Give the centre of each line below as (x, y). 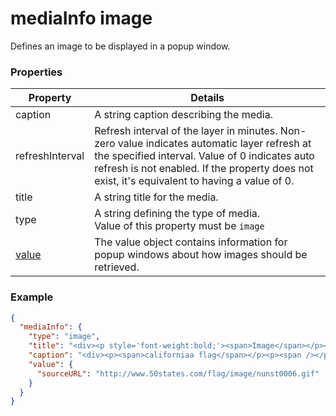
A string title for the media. (156, 197)
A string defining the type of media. (177, 214)
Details (207, 98)
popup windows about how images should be (201, 255)
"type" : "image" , (64, 337)
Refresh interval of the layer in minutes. (186, 131)
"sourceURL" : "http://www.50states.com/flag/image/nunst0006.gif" (178, 373)
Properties (36, 72)
